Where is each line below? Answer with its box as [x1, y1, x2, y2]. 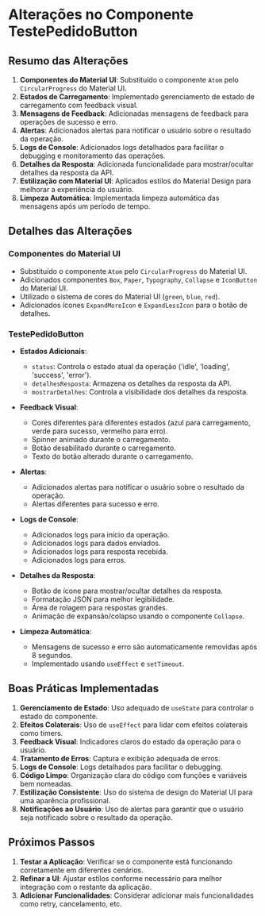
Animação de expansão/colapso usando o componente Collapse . [31, 611, 245, 621]
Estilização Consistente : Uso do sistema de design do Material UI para [19, 787, 253, 797]
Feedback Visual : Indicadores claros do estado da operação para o [19, 737, 241, 746]
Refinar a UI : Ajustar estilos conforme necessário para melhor [19, 873, 222, 883]
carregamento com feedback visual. [19, 101, 139, 110]
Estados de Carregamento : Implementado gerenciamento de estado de [19, 92, 255, 101]
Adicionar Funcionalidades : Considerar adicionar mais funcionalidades [19, 891, 254, 900]
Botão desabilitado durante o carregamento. [31, 443, 176, 452]
